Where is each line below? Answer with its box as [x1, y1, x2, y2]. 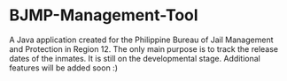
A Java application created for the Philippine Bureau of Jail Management [9, 34, 274, 45]
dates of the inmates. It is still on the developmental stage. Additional [9, 53, 261, 63]
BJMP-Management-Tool [9, 5, 198, 26]
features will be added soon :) [9, 63, 118, 73]
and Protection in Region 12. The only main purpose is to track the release [9, 43, 279, 54]
